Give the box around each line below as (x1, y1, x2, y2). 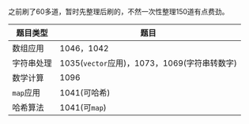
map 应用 (12, 88, 41, 98)
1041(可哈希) (59, 88, 111, 98)
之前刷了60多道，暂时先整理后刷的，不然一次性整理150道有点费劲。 (8, 7, 229, 16)
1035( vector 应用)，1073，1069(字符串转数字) (59, 58, 237, 69)
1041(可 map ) (59, 102, 107, 113)
